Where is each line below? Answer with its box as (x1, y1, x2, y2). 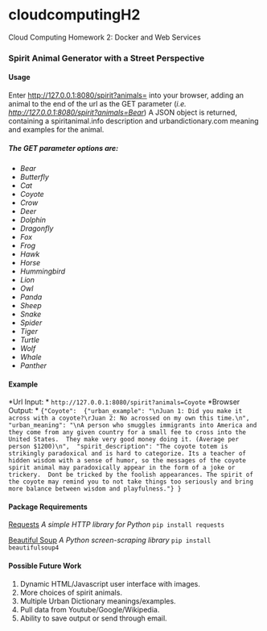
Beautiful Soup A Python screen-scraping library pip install (8, 535, 212, 545)
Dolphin (19, 215, 47, 225)
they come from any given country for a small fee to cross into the (8, 428, 247, 437)
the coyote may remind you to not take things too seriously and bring (8, 478, 253, 486)
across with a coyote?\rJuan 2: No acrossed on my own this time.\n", (8, 414, 250, 423)
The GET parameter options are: (8, 143, 119, 153)
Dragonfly (19, 224, 54, 233)
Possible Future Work (8, 561, 82, 570)
